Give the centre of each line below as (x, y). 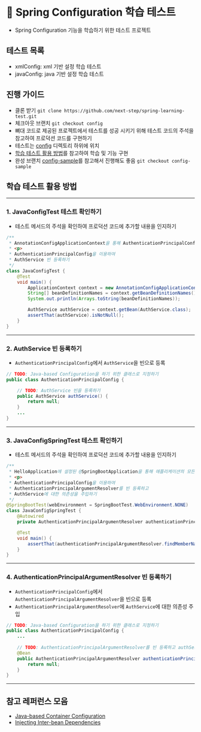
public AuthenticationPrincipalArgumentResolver (79, 658)
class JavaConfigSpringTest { (44, 511)
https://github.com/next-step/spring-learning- (124, 111)
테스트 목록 (25, 51)
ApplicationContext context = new (71, 288)
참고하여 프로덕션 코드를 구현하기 (53, 138)
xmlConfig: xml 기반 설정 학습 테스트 (58, 66)
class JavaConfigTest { (36, 271)
